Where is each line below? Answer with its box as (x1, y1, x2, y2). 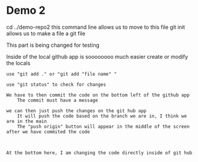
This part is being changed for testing (6, 41, 100, 49)
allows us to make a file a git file (6, 29, 85, 37)
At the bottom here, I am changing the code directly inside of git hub (6, 149, 193, 156)
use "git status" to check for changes (6, 82, 107, 88)
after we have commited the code (6, 128, 90, 135)
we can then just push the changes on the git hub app (6, 107, 147, 114)
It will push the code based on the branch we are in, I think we (17, 113, 187, 119)
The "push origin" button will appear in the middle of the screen (17, 124, 190, 130)
